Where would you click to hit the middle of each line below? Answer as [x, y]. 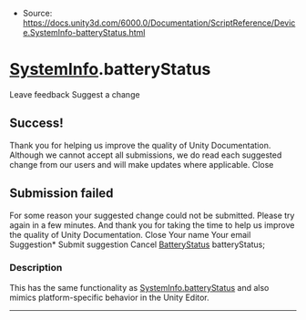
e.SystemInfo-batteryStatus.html [84, 32]
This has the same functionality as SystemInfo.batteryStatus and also [139, 287]
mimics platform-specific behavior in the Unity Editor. [109, 297]
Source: [37, 13]
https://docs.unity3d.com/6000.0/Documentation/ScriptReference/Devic [159, 23]
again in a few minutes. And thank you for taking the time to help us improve [152, 225]
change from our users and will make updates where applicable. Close [142, 164]
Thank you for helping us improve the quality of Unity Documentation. [140, 145]
